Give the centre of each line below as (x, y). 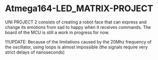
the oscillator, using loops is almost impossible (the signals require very (77, 47)
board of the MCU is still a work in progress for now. (57, 32)
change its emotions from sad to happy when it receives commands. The (78, 27)
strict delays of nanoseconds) (35, 52)
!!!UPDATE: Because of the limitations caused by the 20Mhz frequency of (78, 41)
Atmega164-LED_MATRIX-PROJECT (79, 9)
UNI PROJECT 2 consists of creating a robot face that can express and (76, 22)
